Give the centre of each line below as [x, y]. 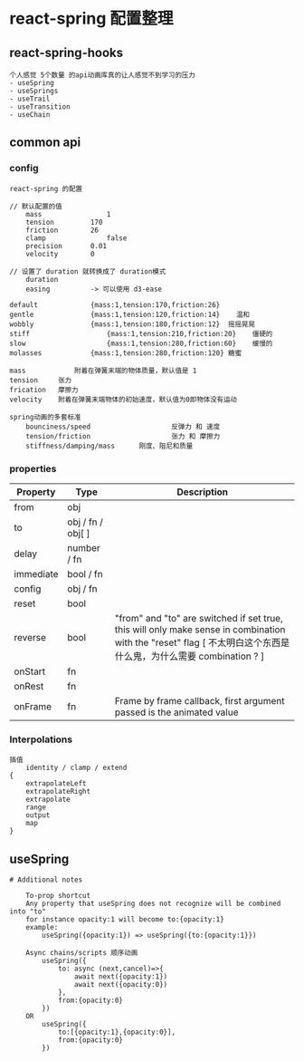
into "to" [28, 911]
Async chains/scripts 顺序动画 [82, 953]
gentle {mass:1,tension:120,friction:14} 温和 [130, 314]
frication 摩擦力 [44, 390]
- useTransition [40, 107]
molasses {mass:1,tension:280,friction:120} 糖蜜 [126, 353]
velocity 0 [60, 254]
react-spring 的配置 [46, 188]
